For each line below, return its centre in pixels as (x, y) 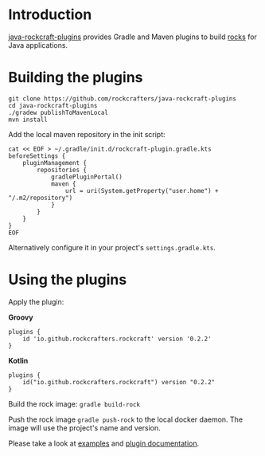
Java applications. (38, 45)
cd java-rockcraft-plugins (53, 105)
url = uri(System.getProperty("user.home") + (142, 191)
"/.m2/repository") (41, 198)
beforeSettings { (37, 156)
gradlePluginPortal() (87, 177)
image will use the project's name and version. (84, 427)
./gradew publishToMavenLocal (58, 112)
